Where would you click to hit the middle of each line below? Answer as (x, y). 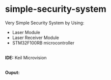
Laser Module (26, 32)
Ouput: (12, 72)
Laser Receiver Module (36, 38)
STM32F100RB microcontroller (43, 42)
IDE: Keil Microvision (26, 57)
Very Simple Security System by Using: (45, 23)
